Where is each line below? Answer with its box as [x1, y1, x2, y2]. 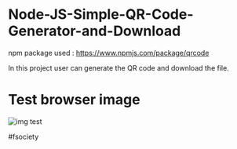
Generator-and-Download [8, 22, 181, 40]
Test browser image [8, 91, 140, 109]
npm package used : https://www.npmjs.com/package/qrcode [8, 48, 210, 57]
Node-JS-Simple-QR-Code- [8, 5, 194, 24]
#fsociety [8, 132, 39, 141]
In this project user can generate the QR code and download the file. [8, 63, 229, 72]
